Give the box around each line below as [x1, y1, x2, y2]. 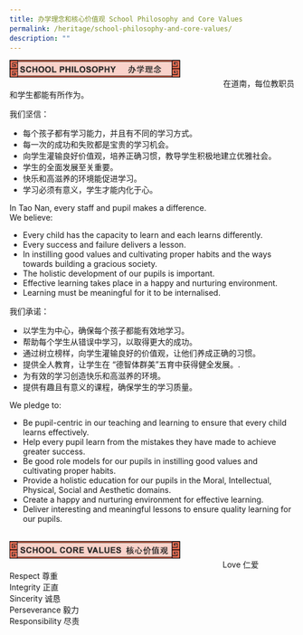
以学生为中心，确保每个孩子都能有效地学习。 [22, 326, 190, 336]
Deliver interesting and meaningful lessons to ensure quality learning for [22, 504, 292, 515]
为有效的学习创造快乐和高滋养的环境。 [22, 371, 166, 382]
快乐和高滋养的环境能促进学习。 [22, 173, 142, 185]
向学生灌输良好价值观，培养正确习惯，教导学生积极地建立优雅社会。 [22, 150, 277, 162]
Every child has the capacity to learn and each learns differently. [22, 230, 263, 241]
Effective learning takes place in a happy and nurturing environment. [22, 278, 279, 289]
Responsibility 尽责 [9, 616, 80, 627]
